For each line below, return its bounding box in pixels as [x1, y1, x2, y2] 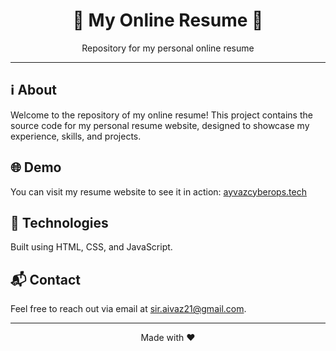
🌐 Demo [10, 159, 62, 176]
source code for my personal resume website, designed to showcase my [10, 119, 310, 131]
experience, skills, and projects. [10, 130, 142, 142]
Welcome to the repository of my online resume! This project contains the [10, 109, 313, 121]
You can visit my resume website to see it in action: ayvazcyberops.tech [10, 185, 307, 198]
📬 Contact [10, 271, 81, 288]
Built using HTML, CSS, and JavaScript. [10, 241, 173, 253]
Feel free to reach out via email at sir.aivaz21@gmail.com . [10, 303, 247, 315]
